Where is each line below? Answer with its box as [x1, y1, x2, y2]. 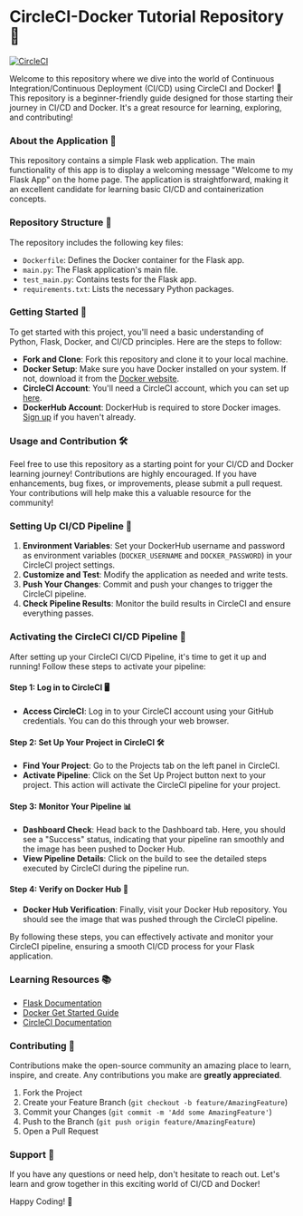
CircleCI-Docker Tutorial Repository [9, 6, 285, 27]
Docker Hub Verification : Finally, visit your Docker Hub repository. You [22, 904, 288, 915]
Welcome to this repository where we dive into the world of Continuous [9, 73, 275, 83]
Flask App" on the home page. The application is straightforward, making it [9, 174, 289, 185]
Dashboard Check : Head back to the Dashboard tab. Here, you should [22, 824, 286, 835]
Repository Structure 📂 [9, 216, 112, 229]
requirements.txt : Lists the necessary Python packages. [22, 283, 235, 294]
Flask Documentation [22, 997, 102, 1008]
